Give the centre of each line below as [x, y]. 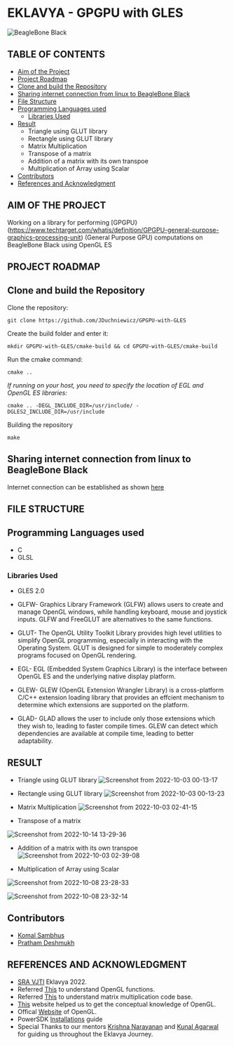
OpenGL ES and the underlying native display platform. [97, 676]
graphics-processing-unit [44, 237]
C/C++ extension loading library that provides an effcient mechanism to [121, 697]
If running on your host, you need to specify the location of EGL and [105, 385]
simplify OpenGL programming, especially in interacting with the [110, 640]
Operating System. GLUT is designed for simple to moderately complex [120, 648]
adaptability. [35, 741]
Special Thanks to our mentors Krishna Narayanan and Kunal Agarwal [118, 1026]
